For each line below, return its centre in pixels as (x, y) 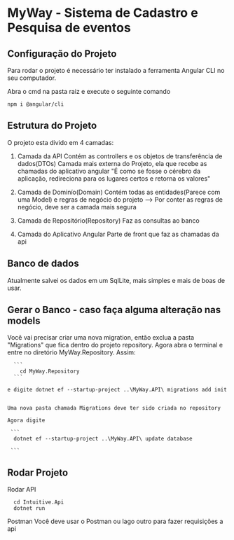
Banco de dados (43, 264)
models (24, 321)
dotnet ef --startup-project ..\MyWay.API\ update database (103, 439)
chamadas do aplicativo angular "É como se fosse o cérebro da (109, 171)
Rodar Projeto (38, 472)
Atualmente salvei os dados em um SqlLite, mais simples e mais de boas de (116, 280)
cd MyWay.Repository (50, 372)
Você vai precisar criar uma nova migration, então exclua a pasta (101, 338)
